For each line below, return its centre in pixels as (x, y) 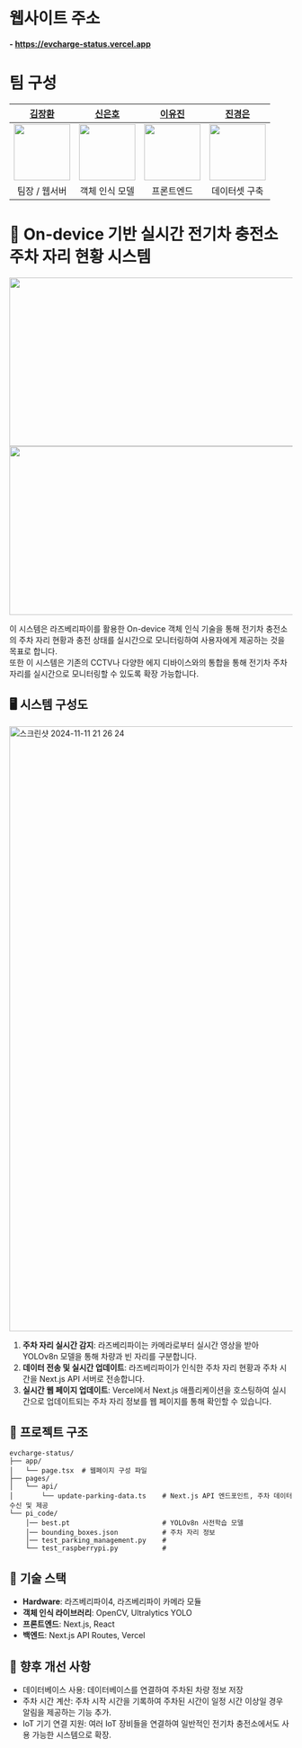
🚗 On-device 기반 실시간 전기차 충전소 (144, 234)
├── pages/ (30, 1479)
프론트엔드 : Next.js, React (68, 1624)
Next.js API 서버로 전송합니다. (92, 1378)
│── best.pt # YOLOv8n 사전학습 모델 (135, 1523)
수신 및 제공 (29, 1506)
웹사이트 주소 (55, 18)
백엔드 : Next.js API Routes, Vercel (84, 1636)
